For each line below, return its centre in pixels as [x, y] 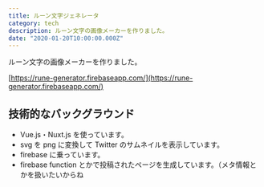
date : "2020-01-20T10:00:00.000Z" [66, 38]
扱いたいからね [59, 175]
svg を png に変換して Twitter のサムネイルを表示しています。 [122, 144]
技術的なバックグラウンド [71, 114]
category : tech [34, 23]
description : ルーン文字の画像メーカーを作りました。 [88, 30]
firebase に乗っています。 [62, 155]
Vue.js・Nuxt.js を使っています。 [74, 135]
